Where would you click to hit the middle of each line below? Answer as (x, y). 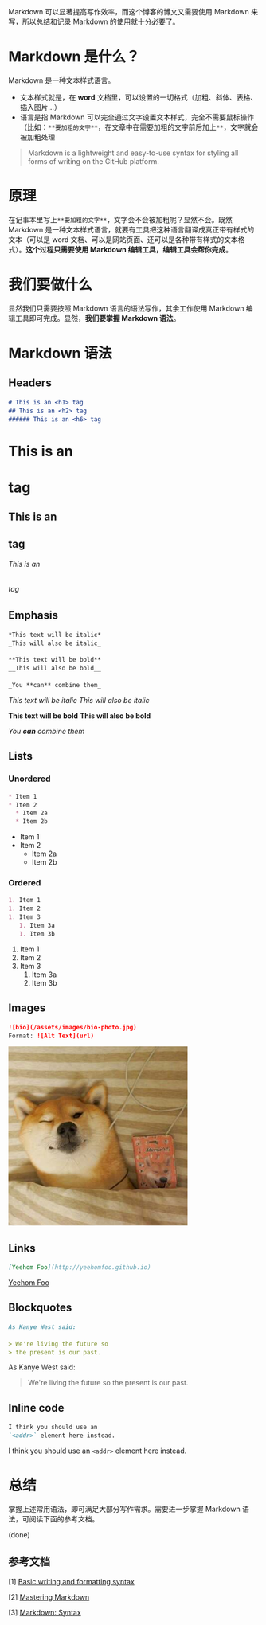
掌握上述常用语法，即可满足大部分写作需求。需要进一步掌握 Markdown (124, 1509)
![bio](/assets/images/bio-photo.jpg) (72, 1027)
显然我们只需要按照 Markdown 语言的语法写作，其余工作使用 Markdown (126, 308)
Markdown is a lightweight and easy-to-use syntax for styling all (133, 153)
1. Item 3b (37, 934)
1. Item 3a (37, 926)
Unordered (29, 779)
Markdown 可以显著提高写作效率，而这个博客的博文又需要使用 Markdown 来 (133, 12)
